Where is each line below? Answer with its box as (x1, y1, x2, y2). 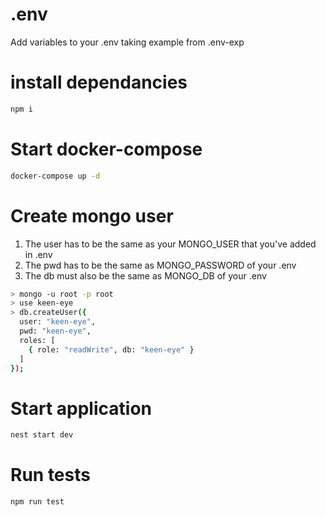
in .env (24, 248, 53, 260)
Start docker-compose (10, 138, 203, 160)
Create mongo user (10, 204, 174, 227)
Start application (10, 397, 152, 420)
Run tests (10, 464, 91, 487)
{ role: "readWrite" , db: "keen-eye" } (28, 344, 195, 355)
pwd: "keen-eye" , (19, 326, 92, 336)
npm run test (10, 497, 65, 507)
